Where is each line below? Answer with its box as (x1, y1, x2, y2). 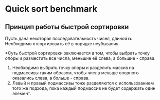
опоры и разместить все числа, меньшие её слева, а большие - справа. (5, 55, 156, 61)
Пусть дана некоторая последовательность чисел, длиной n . (5, 35, 132, 41)
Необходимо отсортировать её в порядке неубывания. (5, 41, 120, 47)
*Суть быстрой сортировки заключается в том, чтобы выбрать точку (5, 50, 150, 56)
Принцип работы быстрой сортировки (5, 23, 129, 31)
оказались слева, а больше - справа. (12, 75, 90, 81)
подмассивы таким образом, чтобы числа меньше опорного (12, 70, 139, 76)
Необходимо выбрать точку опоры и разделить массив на (12, 65, 135, 70)
